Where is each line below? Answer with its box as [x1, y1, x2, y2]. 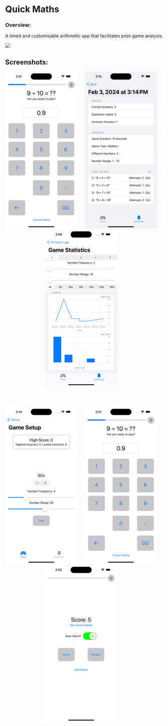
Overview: [5, 22, 31, 29]
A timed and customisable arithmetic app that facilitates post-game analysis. [5, 33, 163, 39]
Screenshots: [5, 58, 49, 66]
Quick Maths [5, 4, 59, 15]
